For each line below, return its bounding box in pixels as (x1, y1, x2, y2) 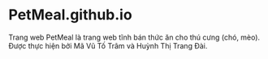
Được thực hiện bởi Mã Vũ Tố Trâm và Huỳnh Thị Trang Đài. (8, 40, 208, 50)
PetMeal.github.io (8, 6, 132, 24)
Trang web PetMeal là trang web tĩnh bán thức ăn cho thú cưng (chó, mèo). (8, 32, 261, 42)
